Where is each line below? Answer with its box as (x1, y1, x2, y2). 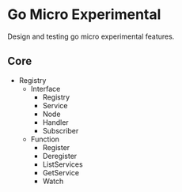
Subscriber (42, 126, 79, 135)
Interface (30, 84, 61, 93)
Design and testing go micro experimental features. (7, 32, 175, 41)
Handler (42, 117, 69, 127)
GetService (42, 168, 80, 177)
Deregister (42, 151, 78, 160)
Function (30, 134, 60, 144)
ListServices (42, 160, 84, 169)
